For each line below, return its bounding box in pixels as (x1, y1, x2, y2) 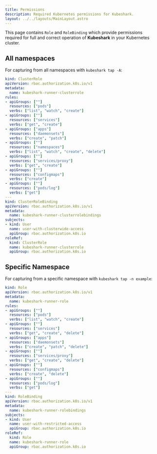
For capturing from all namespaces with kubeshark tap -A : (5, 67, 122, 73)
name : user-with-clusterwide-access (9, 227, 84, 232)
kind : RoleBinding (5, 394, 42, 399)
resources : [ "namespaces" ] (9, 145, 64, 150)
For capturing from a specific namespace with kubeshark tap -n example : (5, 276, 153, 281)
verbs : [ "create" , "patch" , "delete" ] (9, 344, 89, 349)
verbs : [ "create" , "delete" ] (9, 371, 69, 376)
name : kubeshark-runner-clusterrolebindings (9, 213, 101, 218)
